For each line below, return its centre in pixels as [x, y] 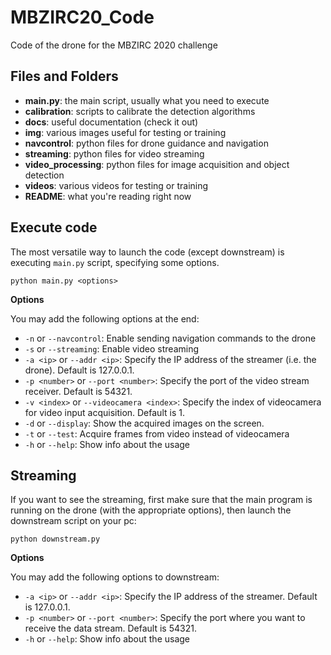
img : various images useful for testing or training [125, 132]
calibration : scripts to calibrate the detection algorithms [140, 111]
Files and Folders [64, 76]
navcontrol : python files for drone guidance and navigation [146, 143]
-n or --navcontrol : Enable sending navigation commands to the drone [170, 338]
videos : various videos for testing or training [116, 185]
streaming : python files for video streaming [114, 153]
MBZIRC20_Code [82, 17]
